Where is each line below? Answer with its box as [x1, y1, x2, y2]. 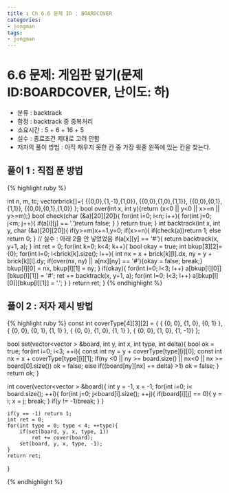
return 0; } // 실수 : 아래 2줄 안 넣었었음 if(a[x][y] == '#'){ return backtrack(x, [7, 234, 219, 243]
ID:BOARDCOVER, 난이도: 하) [7, 85, 171, 100]
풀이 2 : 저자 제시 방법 [7, 300, 94, 312]
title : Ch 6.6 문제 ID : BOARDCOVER [7, 10, 112, 17]
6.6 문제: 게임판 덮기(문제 [7, 67, 143, 83]
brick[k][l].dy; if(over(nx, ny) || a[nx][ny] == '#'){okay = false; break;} [7, 256, 203, 265]
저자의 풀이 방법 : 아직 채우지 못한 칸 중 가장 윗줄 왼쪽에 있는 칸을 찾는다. [17, 143, 211, 151]
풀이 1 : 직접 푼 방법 [7, 165, 84, 177]
